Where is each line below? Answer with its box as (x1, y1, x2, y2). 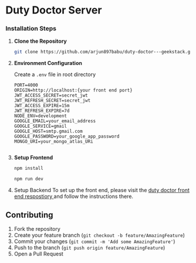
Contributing (5, 210, 53, 220)
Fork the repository (13, 225, 61, 232)
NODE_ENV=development (13, 113, 67, 119)
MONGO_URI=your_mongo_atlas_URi (13, 139, 93, 145)
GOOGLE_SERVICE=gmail (13, 124, 67, 129)
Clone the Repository (13, 37, 67, 45)
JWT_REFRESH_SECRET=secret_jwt (13, 98, 91, 104)
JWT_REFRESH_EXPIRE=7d (13, 108, 70, 114)
